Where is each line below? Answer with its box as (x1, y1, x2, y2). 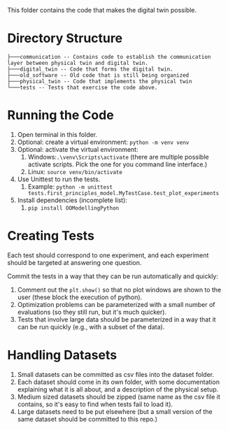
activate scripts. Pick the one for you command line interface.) (27, 160, 208, 169)
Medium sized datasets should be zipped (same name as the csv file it (17, 392, 220, 401)
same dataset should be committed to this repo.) (17, 415, 158, 423)
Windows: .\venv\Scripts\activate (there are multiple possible (27, 152, 209, 161)
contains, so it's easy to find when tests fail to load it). (17, 400, 173, 408)
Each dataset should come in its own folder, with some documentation (17, 378, 220, 386)
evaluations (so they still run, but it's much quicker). (17, 308, 166, 316)
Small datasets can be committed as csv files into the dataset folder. (17, 370, 215, 378)
